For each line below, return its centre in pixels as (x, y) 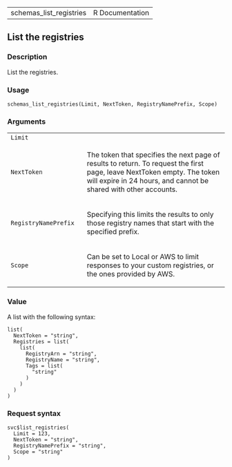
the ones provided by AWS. (130, 274)
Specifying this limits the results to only (150, 215)
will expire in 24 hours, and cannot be (148, 181)
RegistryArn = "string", (61, 354)
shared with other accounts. (132, 189)
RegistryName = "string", (62, 360)
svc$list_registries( (38, 428)
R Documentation (121, 13)
